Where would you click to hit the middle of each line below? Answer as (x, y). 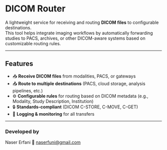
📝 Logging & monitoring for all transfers (53, 114)
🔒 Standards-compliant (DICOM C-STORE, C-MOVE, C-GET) (75, 107)
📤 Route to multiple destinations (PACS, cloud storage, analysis (79, 83)
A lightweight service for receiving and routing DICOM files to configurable (82, 22)
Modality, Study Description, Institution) (53, 101)
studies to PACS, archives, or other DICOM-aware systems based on (75, 38)
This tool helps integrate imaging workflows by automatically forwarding (79, 33)
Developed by (22, 131)
